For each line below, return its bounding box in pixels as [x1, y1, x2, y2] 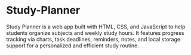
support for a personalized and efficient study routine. [6, 42, 139, 49]
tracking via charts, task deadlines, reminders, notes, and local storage [6, 35, 181, 43]
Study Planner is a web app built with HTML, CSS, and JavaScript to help [6, 23, 186, 30]
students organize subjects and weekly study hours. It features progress [6, 29, 184, 36]
